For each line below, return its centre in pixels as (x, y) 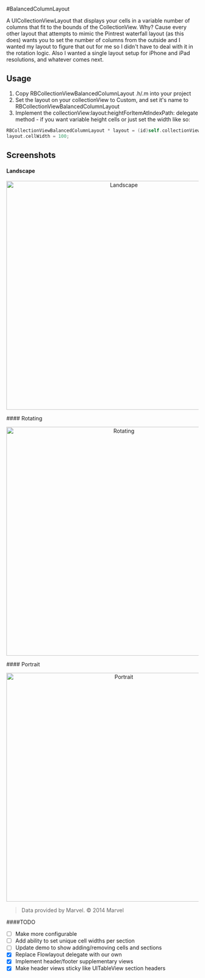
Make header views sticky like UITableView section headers (90, 968)
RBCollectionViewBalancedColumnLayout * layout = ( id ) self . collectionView (103, 131)
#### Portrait (23, 664)
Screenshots (31, 155)
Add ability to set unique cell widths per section (75, 941)
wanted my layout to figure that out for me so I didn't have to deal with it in (100, 46)
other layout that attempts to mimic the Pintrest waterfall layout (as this (95, 34)
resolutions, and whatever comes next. (55, 59)
